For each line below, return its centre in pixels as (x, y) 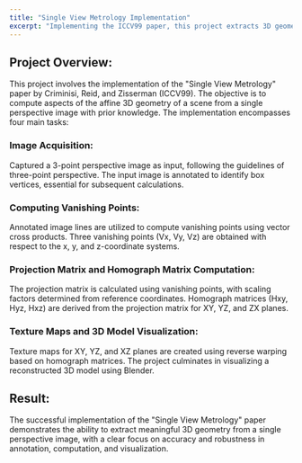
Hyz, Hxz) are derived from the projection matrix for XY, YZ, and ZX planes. (149, 308)
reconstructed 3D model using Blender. (82, 370)
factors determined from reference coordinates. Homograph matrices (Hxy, (149, 298)
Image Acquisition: (52, 146)
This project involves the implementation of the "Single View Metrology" (143, 84)
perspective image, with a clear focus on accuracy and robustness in (137, 439)
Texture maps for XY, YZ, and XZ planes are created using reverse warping (148, 351)
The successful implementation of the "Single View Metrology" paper (138, 420)
